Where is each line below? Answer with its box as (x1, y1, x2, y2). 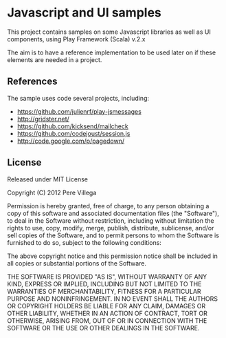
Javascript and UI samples (7, 5, 161, 21)
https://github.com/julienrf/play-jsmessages (16, 107, 142, 115)
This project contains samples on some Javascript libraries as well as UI (7, 28, 211, 36)
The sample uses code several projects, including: (7, 94, 150, 102)
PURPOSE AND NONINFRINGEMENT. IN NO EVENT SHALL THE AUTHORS (7, 295, 218, 303)
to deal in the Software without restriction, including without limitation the (7, 216, 214, 225)
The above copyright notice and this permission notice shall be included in (7, 252, 218, 260)
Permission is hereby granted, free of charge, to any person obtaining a (7, 201, 210, 210)
